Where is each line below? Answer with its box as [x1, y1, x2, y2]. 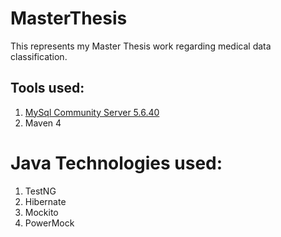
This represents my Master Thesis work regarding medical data [10, 40, 272, 52]
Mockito [24, 206, 59, 218]
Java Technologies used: [10, 152, 223, 174]
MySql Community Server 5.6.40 [24, 106, 160, 118]
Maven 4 [24, 117, 62, 129]
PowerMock [24, 217, 75, 229]
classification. [10, 50, 68, 62]
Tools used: [10, 80, 85, 97]
